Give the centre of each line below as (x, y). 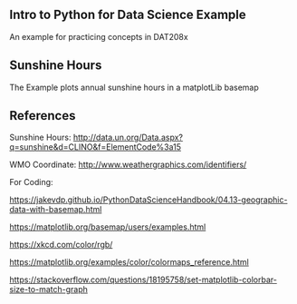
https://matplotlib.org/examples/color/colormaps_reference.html (129, 262)
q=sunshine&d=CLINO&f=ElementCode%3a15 (96, 147)
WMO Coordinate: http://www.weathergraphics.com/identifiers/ (128, 165)
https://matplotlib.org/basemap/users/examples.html (108, 227)
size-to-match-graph (49, 289)
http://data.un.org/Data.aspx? (128, 137)
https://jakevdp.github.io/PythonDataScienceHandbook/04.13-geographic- (148, 200)
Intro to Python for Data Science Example (128, 15)
